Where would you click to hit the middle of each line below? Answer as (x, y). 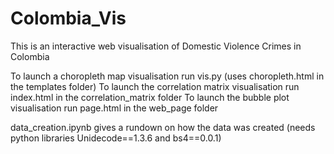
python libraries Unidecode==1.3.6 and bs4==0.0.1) (116, 138)
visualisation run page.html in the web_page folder (114, 108)
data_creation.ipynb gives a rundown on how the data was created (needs (163, 127)
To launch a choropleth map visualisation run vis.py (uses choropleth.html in (167, 76)
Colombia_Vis (68, 18)
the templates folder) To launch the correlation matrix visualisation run (155, 86)
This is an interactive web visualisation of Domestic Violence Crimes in (156, 46)
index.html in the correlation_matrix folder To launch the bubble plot (150, 97)
